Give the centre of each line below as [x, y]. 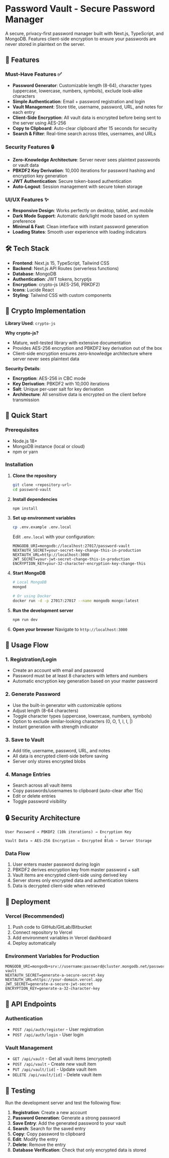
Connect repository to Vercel [43, 932]
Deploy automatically [34, 943]
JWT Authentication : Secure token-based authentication [72, 181]
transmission [26, 400]
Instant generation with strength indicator [55, 727]
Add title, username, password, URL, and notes [61, 750]
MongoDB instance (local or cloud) [49, 446]
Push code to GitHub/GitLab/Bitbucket [52, 927]
